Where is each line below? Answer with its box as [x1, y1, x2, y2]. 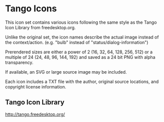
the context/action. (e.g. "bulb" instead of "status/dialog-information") [5, 39, 149, 45]
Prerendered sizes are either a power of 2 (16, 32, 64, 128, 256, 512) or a [5, 49, 153, 55]
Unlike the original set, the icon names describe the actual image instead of [5, 34, 159, 40]
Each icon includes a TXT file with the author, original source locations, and [5, 79, 159, 84]
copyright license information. [5, 83, 66, 89]
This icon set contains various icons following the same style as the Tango [5, 19, 157, 25]
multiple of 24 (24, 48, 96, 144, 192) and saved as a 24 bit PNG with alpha [5, 54, 156, 60]
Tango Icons [5, 3, 57, 14]
